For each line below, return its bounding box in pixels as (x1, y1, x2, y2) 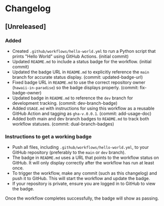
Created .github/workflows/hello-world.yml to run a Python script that (12, 48, 156, 54)
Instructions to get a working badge (5, 133, 92, 140)
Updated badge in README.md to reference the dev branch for (12, 95, 133, 101)
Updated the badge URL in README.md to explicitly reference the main (12, 69, 149, 75)
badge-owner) (12, 90, 42, 95)
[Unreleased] (5, 23, 47, 31)
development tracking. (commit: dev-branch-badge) (12, 100, 117, 106)
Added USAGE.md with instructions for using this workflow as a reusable (12, 105, 155, 111)
